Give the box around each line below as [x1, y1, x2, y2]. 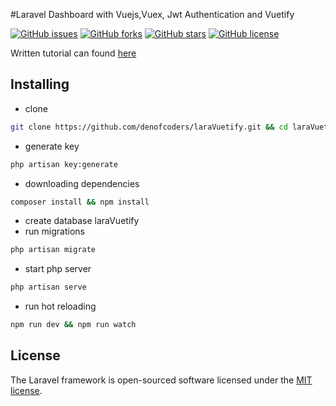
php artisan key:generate [10, 159, 118, 169]
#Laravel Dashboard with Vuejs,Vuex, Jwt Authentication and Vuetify [10, 9, 295, 20]
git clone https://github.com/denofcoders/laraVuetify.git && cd [10, 122, 288, 132]
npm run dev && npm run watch [10, 320, 137, 330]
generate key [24, 140, 80, 152]
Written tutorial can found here [10, 47, 137, 59]
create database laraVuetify [24, 215, 140, 227]
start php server [24, 263, 92, 275]
